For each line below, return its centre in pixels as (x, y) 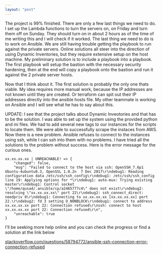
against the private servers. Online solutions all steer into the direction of (77, 49)
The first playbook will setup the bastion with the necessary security (73, 64)
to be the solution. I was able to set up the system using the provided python (81, 119)
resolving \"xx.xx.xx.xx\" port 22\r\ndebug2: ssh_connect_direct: (74, 193)
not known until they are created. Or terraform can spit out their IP (71, 94)
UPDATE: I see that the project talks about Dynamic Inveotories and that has (81, 114)
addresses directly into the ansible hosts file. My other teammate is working (81, 99)
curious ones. (19, 150)
